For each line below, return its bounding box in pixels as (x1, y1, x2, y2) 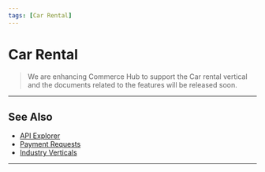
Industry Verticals (19, 148, 77, 158)
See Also (8, 110, 53, 123)
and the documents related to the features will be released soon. (27, 80, 238, 89)
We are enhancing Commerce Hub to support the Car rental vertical (27, 72, 248, 81)
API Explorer (19, 131, 61, 140)
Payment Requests (19, 140, 81, 149)
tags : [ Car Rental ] (8, 11, 73, 20)
